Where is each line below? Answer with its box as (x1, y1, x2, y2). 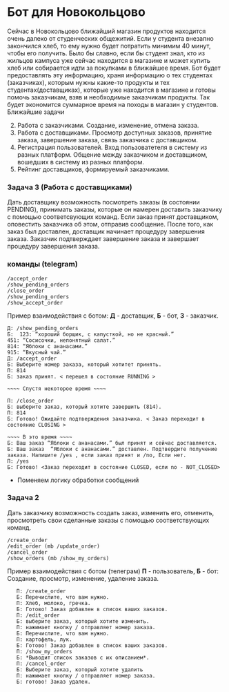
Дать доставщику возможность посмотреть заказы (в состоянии (7, 198, 200, 206)
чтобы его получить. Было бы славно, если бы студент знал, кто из (7, 49, 206, 57)
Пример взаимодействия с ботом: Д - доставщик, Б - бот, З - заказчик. (7, 311, 219, 320)
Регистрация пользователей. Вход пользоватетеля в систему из (17, 143, 208, 151)
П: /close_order (7, 397, 54, 404)
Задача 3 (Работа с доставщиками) (7, 182, 132, 192)
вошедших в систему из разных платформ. (17, 157, 145, 166)
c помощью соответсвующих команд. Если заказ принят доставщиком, (7, 213, 219, 221)
